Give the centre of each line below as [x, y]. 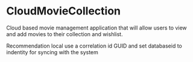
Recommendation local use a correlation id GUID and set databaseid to [94, 46]
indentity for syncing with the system [52, 52]
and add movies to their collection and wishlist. [65, 34]
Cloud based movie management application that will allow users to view [96, 28]
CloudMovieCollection [64, 11]
